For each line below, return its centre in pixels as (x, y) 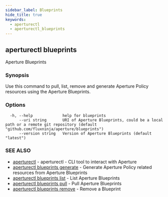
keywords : (16, 19)
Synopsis (17, 75)
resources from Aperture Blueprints (50, 173)
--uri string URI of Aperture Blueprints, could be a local (91, 120)
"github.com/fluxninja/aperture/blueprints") (54, 129)
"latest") (16, 138)
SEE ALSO (18, 151)
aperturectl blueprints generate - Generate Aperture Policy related (82, 167)
